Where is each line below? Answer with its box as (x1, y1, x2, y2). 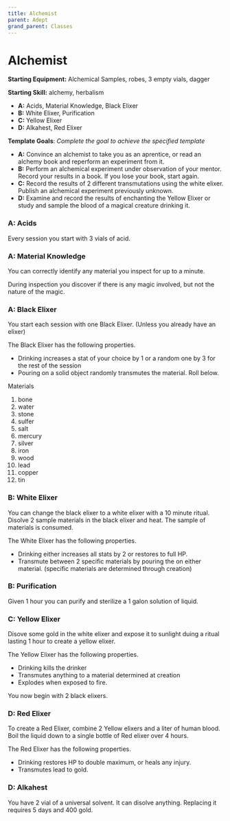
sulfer (17, 417, 35, 426)
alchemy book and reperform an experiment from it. (17, 157, 165, 166)
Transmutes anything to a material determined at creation (17, 671, 181, 679)
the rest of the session (17, 361, 82, 370)
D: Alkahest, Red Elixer (17, 124, 82, 132)
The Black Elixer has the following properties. (8, 341, 136, 349)
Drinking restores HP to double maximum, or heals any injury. (17, 758, 192, 767)
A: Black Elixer (8, 304, 57, 314)
